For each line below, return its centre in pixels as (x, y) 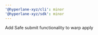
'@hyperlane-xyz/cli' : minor (35, 9)
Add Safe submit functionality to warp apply (49, 27)
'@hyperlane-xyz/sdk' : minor (35, 14)
